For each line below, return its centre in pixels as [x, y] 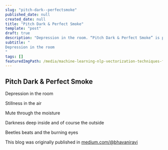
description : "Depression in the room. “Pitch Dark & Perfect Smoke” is [82, 38]
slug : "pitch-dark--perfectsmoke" [41, 10]
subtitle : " [17, 43]
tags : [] [14, 56]
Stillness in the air [23, 103]
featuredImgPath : [23, 61]
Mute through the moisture [33, 113]
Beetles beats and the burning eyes [42, 132]
